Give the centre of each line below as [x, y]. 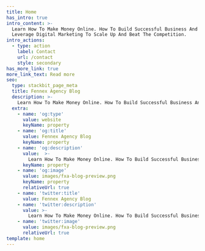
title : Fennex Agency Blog [46, 91]
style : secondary [39, 63]
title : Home [21, 12]
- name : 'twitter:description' [57, 205]
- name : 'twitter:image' [49, 222]
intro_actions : [26, 40]
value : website [42, 119]
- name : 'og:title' [42, 131]
